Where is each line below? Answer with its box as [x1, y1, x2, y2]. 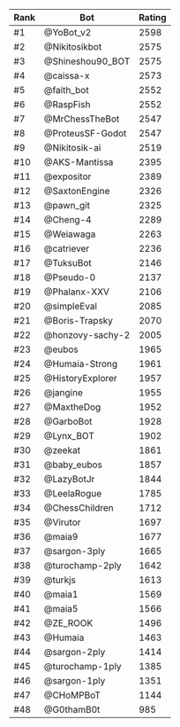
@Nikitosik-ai [43, 142, 101, 153]
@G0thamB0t [43, 704, 101, 715]
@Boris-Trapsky [43, 315, 113, 326]
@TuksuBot [43, 257, 93, 269]
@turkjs [43, 574, 77, 586]
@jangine [43, 387, 84, 398]
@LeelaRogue [43, 488, 102, 499]
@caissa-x [43, 70, 90, 82]
